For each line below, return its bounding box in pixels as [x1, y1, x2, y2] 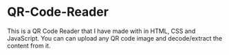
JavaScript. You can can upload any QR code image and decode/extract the [7, 34, 223, 42]
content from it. [7, 41, 51, 49]
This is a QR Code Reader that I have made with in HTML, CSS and [7, 27, 196, 35]
